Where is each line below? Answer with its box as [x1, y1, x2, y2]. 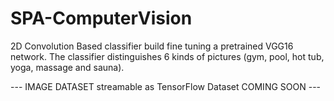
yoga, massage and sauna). [10, 61, 125, 73]
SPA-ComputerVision [10, 7, 193, 30]
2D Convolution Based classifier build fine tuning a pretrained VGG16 [10, 40, 294, 52]
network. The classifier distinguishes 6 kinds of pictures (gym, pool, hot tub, [10, 50, 325, 62]
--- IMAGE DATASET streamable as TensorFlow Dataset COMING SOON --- [10, 80, 322, 92]
